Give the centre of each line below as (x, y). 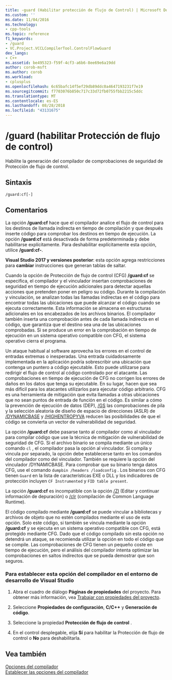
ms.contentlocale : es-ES (32, 101)
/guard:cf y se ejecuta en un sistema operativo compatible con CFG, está (83, 528)
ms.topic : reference (27, 34)
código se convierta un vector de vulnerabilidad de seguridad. (71, 421)
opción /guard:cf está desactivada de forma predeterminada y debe (78, 239)
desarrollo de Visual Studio (40, 580)
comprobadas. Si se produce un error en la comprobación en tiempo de (81, 330)
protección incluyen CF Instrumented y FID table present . (67, 481)
